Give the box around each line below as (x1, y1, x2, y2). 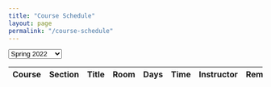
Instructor (198, 69, 238, 81)
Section (48, 69, 80, 81)
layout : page (8, 19, 52, 27)
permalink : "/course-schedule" (8, 27, 114, 35)
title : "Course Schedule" (8, 11, 95, 20)
